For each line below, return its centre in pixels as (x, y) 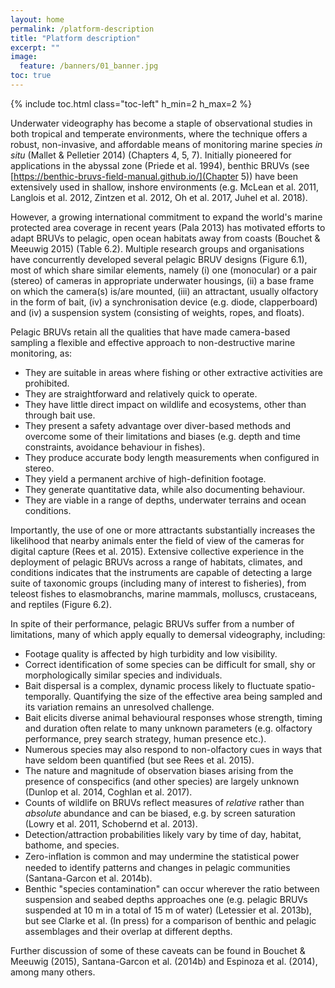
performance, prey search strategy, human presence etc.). (145, 738)
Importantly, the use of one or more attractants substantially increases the (163, 530)
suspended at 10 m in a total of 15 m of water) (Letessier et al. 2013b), (168, 910)
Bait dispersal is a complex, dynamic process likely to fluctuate (154, 685)
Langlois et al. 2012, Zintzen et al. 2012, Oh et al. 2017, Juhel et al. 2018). (159, 197)
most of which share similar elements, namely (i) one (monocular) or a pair (164, 270)
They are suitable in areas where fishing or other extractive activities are (173, 372)
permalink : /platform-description (82, 29)
